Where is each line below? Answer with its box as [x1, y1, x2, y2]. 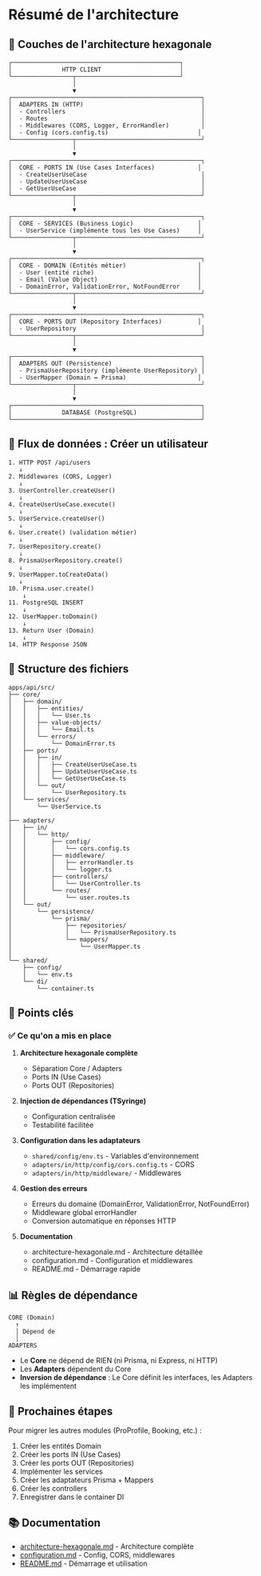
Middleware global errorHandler [31, 1208, 137, 1218]
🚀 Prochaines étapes [8, 1404, 113, 1418]
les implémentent [19, 1382, 77, 1391]
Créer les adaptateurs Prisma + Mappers [19, 1474, 154, 1485]
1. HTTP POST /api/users [8, 458, 91, 466]
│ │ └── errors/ [8, 732, 77, 741]
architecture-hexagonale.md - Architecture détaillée [31, 1247, 204, 1257]
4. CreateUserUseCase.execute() [8, 500, 116, 509]
